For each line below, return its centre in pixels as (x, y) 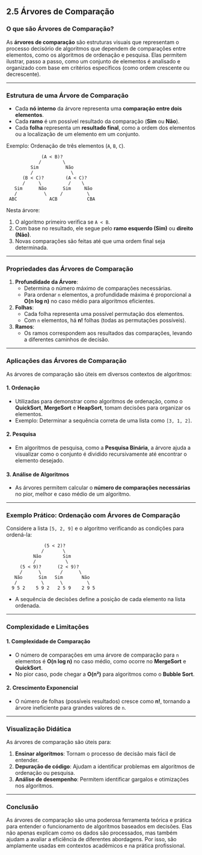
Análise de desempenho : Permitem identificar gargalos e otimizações (102, 780)
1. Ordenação (23, 388)
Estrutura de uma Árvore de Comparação (68, 95)
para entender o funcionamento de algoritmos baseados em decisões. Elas (99, 827)
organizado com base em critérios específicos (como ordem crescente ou (98, 68)
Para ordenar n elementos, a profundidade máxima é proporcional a (107, 295)
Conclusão (23, 807)
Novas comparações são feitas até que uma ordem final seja (90, 241)
